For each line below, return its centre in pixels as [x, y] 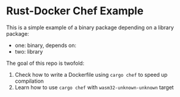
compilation [29, 81]
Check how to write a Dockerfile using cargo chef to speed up [91, 74]
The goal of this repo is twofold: [45, 63]
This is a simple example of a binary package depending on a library [90, 27]
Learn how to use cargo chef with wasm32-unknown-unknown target [94, 87]
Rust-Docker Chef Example [75, 11]
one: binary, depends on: [45, 45]
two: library [29, 51]
